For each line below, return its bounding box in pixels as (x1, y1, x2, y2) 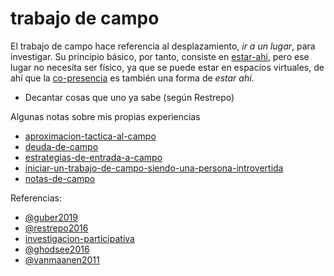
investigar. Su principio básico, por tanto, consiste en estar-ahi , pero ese (10, 50, 310, 62)
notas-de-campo (24, 172, 96, 184)
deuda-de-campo (24, 140, 99, 152)
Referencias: (10, 192, 63, 204)
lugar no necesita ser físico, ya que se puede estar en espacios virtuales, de (10, 61, 325, 73)
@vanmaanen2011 (24, 253, 100, 266)
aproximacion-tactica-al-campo (24, 130, 157, 142)
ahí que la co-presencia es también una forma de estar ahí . (10, 72, 255, 84)
